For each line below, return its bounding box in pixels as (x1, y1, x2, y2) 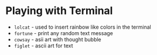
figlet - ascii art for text (13, 42, 74, 49)
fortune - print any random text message (13, 29, 114, 36)
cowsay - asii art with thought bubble (13, 36, 102, 43)
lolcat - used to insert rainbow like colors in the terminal (13, 23, 152, 30)
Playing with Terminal (5, 4, 113, 18)
